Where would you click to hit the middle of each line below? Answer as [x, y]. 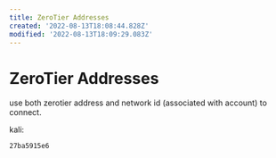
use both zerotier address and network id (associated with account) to [138, 103]
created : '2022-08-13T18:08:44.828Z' [79, 26]
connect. [25, 112]
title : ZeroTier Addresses [59, 17]
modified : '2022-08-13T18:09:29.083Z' [81, 34]
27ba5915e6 [29, 146]
